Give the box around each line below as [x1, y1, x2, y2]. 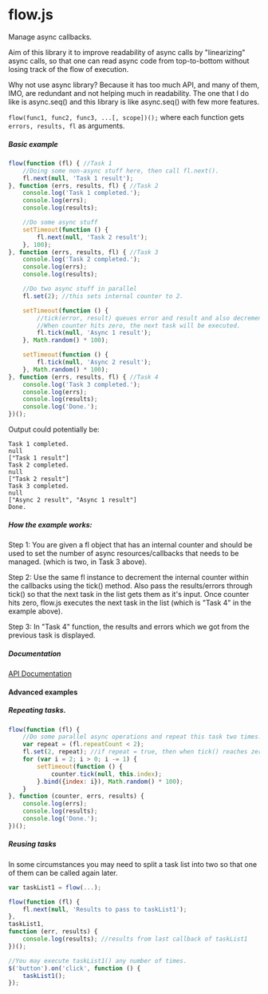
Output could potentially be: [8, 425, 100, 435]
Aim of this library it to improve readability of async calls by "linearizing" [8, 47, 246, 57]
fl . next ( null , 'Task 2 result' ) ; [37, 233, 148, 241]
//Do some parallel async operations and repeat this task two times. [22, 733, 262, 741]
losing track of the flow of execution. [8, 64, 129, 74]
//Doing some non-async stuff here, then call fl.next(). [22, 166, 219, 175]
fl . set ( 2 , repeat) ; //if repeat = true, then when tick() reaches [22, 748, 248, 756]
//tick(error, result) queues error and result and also [37, 314, 230, 322]
